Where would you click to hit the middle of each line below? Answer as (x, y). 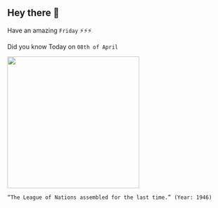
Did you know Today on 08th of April (63, 46)
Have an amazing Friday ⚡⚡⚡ (50, 30)
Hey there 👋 (33, 13)
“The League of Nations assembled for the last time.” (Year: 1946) (110, 197)
